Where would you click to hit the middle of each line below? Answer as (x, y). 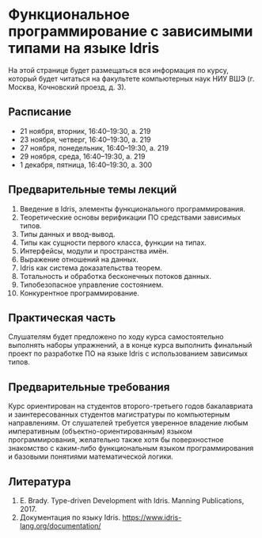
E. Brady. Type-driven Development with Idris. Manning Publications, (132, 500)
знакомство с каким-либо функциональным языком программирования (131, 448)
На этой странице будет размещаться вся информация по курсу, (119, 70)
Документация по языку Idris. (70, 517)
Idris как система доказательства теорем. (91, 268)
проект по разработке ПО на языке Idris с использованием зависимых (128, 353)
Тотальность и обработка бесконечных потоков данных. (116, 276)
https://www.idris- (152, 517)
